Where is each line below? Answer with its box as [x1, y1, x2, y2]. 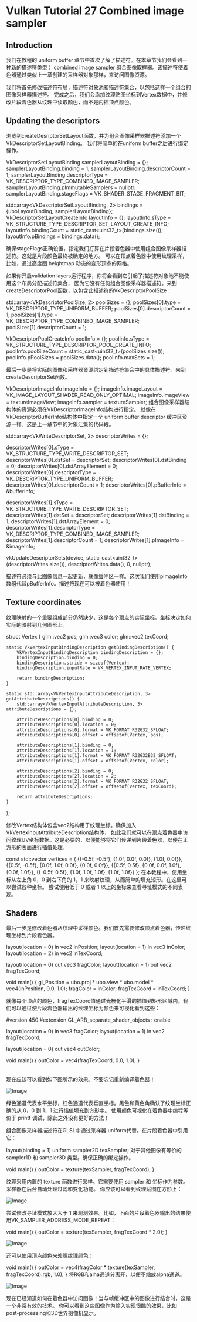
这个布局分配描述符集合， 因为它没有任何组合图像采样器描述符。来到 [11, 279, 177, 286]
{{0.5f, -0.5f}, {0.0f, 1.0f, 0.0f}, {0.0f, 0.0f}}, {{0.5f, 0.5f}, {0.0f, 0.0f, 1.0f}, [6, 861, 182, 868]
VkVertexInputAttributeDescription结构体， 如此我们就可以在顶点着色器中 [6, 829, 183, 836]
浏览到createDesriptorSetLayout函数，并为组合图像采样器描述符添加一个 [6, 132, 182, 139]
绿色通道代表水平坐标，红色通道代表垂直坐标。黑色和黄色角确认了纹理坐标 [6, 1100, 186, 1107]
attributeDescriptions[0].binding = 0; [16, 716, 114, 722]
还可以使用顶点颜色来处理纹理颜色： [6, 1252, 94, 1259]
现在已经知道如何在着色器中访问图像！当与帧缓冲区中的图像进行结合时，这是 [6, 1295, 191, 1302]
